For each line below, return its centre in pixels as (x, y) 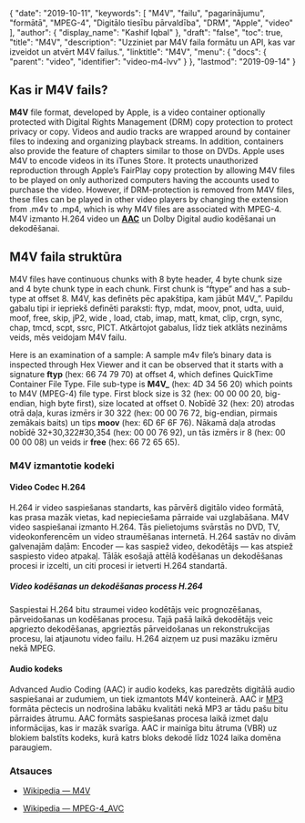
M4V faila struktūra (66, 257)
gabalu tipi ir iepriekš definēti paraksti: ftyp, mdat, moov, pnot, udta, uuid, (147, 308)
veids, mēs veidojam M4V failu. (68, 337)
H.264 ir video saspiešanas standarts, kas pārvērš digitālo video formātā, (147, 507)
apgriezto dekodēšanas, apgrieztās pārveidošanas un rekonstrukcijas (140, 629)
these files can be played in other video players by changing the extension (149, 199)
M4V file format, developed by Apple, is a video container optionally (137, 112)
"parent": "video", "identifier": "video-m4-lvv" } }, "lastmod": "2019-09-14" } (152, 62)
